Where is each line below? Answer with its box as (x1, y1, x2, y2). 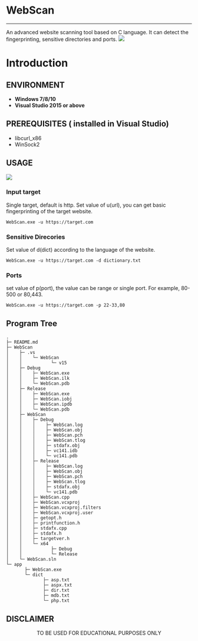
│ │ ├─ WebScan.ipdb (6, 401, 72, 408)
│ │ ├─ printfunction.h (6, 520, 81, 526)
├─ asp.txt (43, 577, 70, 583)
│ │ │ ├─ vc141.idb (6, 448, 78, 454)
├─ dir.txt (43, 587, 70, 594)
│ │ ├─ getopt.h (6, 515, 62, 521)
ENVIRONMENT (6, 80, 65, 90)
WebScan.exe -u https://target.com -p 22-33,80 (6, 302, 126, 308)
